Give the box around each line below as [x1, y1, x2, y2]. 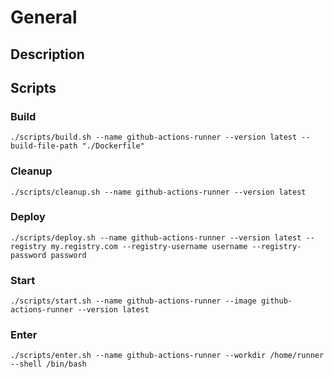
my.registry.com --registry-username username [50, 241, 248, 251]
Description [10, 46, 85, 63]
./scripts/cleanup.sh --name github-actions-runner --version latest [10, 187, 307, 197]
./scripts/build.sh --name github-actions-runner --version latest [10, 132, 298, 143]
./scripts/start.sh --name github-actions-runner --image [10, 296, 257, 306]
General [10, 6, 78, 29]
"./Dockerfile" [81, 141, 145, 151]
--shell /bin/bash [10, 359, 87, 370]
